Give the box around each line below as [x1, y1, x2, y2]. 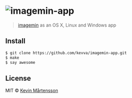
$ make [5, 55, 19, 60]
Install [5, 37, 26, 45]
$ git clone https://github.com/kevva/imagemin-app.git [5, 50, 127, 56]
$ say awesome [5, 60, 36, 65]
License [5, 74, 31, 83]
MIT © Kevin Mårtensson [5, 87, 58, 94]
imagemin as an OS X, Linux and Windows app [17, 22, 117, 28]
